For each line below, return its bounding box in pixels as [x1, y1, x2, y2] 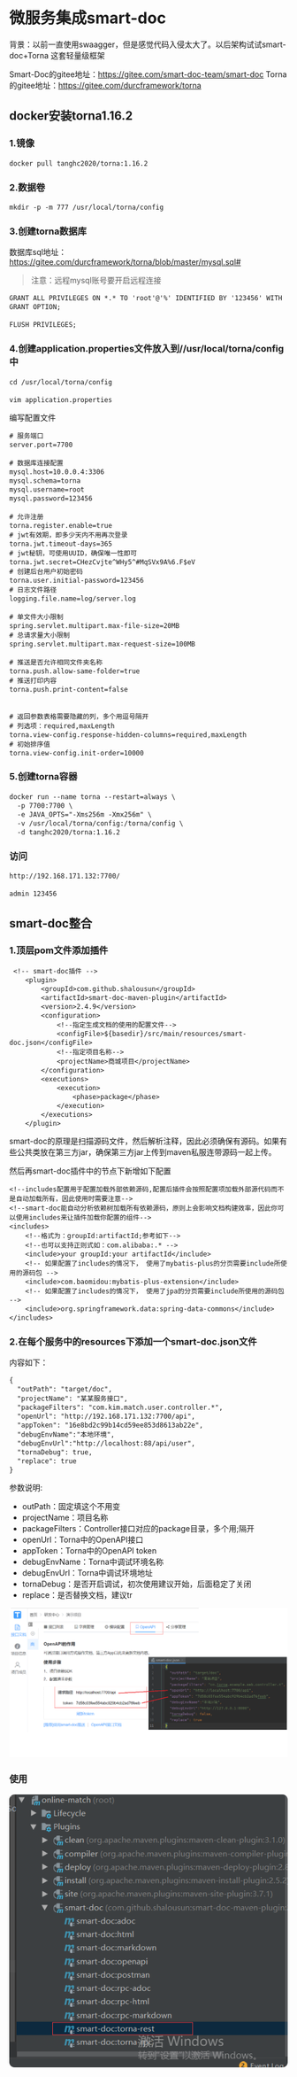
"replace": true [17, 1457, 77, 1466]
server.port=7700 [9, 440, 73, 449]
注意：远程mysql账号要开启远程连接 [30, 275, 162, 286]
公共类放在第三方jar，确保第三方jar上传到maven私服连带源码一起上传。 [16, 1146, 277, 1157]
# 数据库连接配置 [9, 458, 64, 468]
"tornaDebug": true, [17, 1448, 93, 1457]
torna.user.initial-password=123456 [9, 576, 144, 585]
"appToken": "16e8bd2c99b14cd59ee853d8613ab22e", [17, 1421, 203, 1430]
